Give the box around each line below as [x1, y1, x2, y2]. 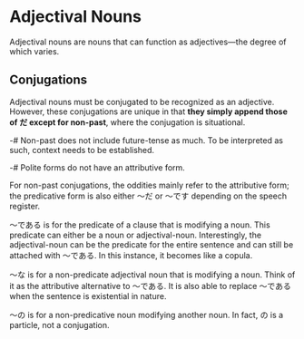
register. [9, 200, 41, 211]
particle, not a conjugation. [9, 319, 110, 330]
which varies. [9, 45, 60, 56]
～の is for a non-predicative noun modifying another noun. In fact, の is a [9, 309, 284, 320]
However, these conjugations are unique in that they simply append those [9, 106, 288, 117]
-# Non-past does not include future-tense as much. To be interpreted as [9, 134, 284, 146]
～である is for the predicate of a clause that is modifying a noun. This [9, 219, 270, 230]
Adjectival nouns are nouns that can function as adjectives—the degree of [9, 36, 288, 47]
